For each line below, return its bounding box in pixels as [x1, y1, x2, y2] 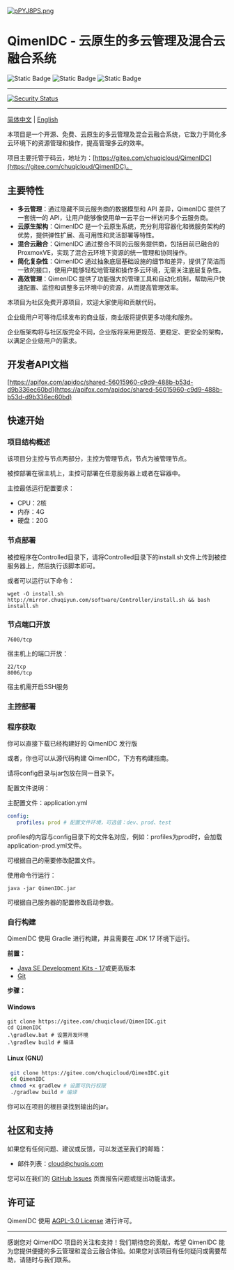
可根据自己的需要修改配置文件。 [7, 856, 99, 864]
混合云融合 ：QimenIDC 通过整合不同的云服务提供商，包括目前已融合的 [17, 239, 219, 248]
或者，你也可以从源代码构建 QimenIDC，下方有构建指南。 [7, 754, 173, 762]
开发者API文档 [7, 359, 69, 371]
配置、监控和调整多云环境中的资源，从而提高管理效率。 [23, 283, 182, 291]
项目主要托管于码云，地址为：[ [7, 154, 95, 162]
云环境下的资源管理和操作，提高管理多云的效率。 [7, 138, 148, 147]
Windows [7, 1003, 36, 1011]
